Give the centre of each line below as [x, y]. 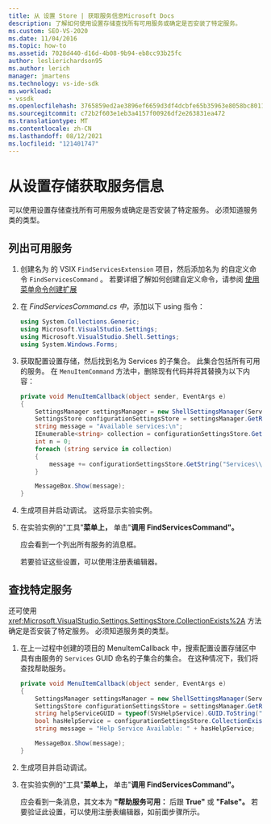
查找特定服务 [40, 590]
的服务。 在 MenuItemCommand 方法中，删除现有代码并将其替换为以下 [131, 371]
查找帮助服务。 [45, 668]
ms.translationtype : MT [48, 121]
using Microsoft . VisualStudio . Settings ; [89, 330]
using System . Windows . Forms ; [69, 344]
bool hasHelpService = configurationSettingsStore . [123, 721]
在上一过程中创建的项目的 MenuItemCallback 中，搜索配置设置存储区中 [138, 648]
